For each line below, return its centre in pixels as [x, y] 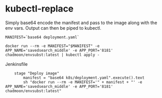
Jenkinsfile [17, 64]
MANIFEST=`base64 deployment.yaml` [42, 37]
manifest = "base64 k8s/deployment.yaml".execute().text [84, 78]
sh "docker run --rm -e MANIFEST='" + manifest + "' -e [83, 82]
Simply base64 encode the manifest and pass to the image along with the [81, 23]
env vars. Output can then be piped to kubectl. [53, 28]
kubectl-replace [39, 9]
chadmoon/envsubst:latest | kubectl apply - [52, 55]
